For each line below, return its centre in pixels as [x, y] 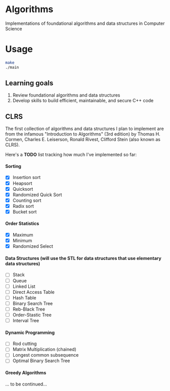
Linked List [24, 286]
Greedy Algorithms [26, 373]
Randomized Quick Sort [37, 194]
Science [14, 28]
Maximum [23, 235]
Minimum [22, 241]
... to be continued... [26, 384]
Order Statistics [22, 224]
